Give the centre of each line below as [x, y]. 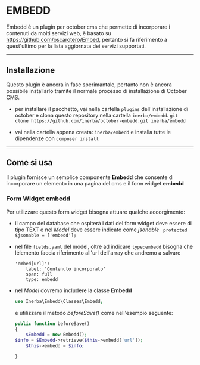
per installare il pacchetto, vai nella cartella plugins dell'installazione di [101, 109]
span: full [39, 274]
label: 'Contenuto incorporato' [66, 269]
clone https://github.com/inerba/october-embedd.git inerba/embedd [100, 121]
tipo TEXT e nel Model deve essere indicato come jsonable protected [101, 230]
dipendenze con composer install [57, 138]
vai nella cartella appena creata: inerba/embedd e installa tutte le [93, 132]
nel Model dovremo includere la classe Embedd [73, 290]
